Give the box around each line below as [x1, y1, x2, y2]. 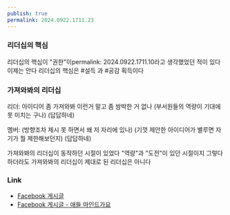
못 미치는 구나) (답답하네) [7, 111, 75, 120]
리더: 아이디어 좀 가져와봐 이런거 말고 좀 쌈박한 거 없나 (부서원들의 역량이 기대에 [7, 102, 221, 111]
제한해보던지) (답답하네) [27, 134, 92, 142]
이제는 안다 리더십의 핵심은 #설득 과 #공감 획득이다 [7, 66, 144, 75]
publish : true [7, 10, 48, 17]
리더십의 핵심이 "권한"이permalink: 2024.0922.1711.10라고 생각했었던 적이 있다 [7, 57, 221, 66]
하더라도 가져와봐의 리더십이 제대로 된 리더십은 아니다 [7, 158, 151, 166]
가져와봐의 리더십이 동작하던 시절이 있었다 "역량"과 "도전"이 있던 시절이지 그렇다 [7, 149, 223, 158]
